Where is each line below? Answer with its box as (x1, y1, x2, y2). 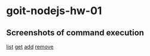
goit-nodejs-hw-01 (6, 4, 102, 18)
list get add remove (6, 43, 54, 50)
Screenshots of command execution (6, 28, 145, 38)
